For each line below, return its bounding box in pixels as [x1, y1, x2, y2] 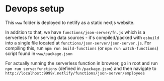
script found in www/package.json [5, 50, 73, 56]
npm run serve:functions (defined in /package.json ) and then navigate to [5, 65, 157, 71]
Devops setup [5, 3, 64, 14]
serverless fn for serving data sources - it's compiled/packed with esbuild [5, 34, 159, 40]
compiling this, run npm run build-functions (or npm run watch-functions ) [5, 45, 158, 51]
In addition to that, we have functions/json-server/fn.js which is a [5, 29, 146, 35]
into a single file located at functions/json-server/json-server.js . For [5, 39, 151, 45]
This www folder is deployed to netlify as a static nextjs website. [5, 19, 135, 25]
